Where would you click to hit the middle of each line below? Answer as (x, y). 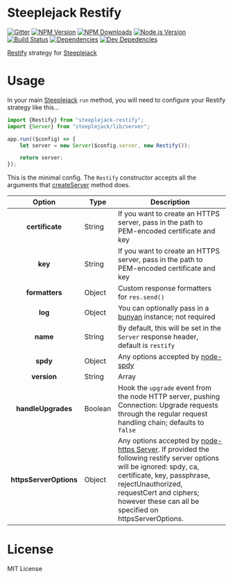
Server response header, (158, 337)
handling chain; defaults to (161, 423)
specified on (138, 510)
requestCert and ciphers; (158, 493)
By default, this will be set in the (170, 329)
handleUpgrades (44, 409)
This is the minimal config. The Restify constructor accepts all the (102, 177)
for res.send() (141, 297)
